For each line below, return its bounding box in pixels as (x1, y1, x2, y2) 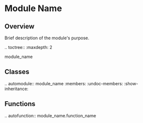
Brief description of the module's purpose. (4, 35, 90, 41)
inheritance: (4, 86, 29, 92)
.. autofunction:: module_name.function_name (4, 112, 96, 119)
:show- (124, 80, 139, 86)
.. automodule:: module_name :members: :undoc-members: (4, 80, 123, 86)
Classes (4, 68, 30, 76)
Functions (4, 100, 36, 108)
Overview (4, 22, 35, 31)
